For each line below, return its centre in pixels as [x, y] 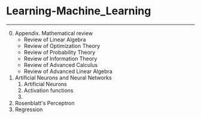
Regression [29, 109]
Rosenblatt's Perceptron [45, 103]
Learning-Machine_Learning [79, 11]
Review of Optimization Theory [62, 45]
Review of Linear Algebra [55, 39]
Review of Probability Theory [60, 52]
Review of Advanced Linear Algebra [68, 71]
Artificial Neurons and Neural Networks [63, 77]
